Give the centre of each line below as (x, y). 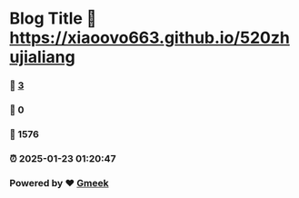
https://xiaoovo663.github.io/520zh (150, 38)
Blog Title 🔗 (53, 19)
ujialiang (42, 57)
